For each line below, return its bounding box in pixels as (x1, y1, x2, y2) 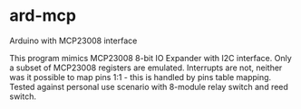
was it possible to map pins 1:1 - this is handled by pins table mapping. (9, 71, 272, 82)
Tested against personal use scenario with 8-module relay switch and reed (9, 81, 288, 92)
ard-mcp (9, 5, 77, 26)
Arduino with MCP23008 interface (9, 35, 138, 46)
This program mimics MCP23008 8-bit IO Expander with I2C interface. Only (9, 52, 292, 63)
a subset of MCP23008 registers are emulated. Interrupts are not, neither (9, 62, 283, 73)
